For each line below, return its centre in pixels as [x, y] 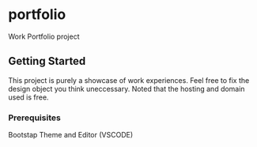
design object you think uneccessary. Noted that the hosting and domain [127, 89]
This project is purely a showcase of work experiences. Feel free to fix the [129, 80]
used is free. [28, 97]
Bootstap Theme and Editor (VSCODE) [71, 135]
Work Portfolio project [44, 36]
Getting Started [47, 61]
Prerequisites [34, 118]
